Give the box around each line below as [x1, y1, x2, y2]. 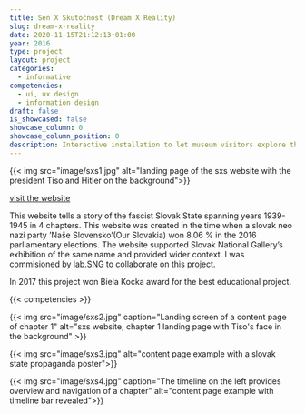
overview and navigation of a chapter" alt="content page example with [9, 385, 274, 396]
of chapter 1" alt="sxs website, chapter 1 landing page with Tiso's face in [9, 320, 282, 332]
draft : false [9, 106, 59, 116]
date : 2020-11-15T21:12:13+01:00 [9, 30, 136, 39]
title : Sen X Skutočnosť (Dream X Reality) [9, 13, 177, 23]
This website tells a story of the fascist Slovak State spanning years [9, 210, 262, 221]
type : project [9, 47, 64, 56]
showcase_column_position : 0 [9, 132, 120, 141]
